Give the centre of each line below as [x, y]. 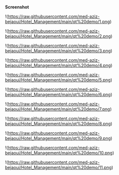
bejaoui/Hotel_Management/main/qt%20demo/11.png [58, 167]
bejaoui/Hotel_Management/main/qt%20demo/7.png [58, 109]
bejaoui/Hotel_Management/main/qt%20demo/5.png [58, 80]
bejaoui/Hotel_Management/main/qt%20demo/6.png [58, 95]
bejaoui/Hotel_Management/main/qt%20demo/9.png [58, 138]
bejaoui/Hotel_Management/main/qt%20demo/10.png [59, 153]
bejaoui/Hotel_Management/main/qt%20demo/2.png [58, 36]
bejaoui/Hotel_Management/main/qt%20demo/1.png [58, 22]
